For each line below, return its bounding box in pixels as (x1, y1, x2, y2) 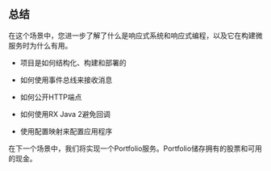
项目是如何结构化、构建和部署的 (19, 57, 127, 67)
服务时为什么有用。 (8, 40, 73, 50)
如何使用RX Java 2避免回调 (19, 109, 111, 119)
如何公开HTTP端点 (19, 92, 82, 102)
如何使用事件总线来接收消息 (19, 75, 113, 85)
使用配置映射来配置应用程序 (19, 126, 113, 136)
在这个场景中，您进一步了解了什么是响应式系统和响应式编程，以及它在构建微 (8, 31, 263, 40)
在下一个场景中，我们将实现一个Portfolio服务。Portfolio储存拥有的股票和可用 (8, 144, 262, 153)
